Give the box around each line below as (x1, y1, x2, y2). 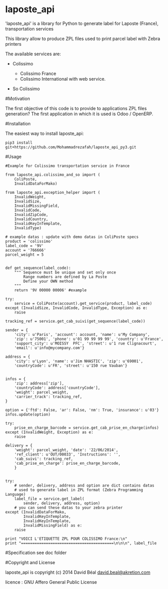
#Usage (5, 153, 22, 159)
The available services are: (5, 51, 62, 57)
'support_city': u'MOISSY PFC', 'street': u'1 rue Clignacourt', (14, 341, 157, 346)
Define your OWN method (23, 279, 73, 284)
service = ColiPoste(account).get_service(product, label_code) (14, 301, 152, 306)
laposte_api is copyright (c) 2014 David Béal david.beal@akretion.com (5, 569, 150, 575)
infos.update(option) (5, 412, 51, 417)
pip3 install (5, 140, 33, 145)
